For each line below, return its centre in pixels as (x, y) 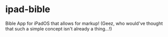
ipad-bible (28, 9)
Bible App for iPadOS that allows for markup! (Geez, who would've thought (84, 23)
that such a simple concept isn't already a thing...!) (59, 28)
